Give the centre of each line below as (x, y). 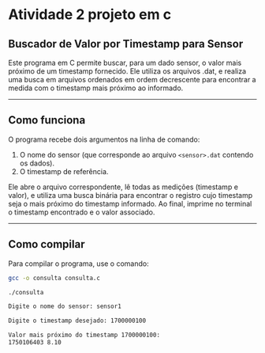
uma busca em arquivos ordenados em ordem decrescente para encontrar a (132, 80)
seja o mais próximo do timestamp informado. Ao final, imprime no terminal (130, 203)
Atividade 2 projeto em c (90, 15)
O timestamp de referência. (64, 171)
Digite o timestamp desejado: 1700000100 (77, 321)
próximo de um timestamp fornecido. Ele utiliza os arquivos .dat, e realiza (127, 71)
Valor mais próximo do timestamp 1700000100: (84, 335)
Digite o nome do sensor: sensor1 (65, 306)
